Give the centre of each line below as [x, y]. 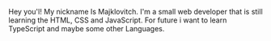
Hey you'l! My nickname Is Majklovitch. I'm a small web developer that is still [135, 12]
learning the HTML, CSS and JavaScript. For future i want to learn [118, 20]
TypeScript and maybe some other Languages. [87, 29]
